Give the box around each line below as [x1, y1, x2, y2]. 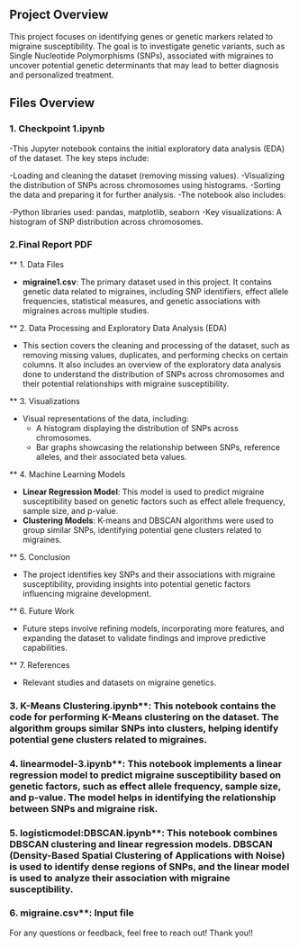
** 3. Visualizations [9, 395, 81, 406]
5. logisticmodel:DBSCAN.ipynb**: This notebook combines [9, 826, 278, 839]
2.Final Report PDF [9, 239, 93, 251]
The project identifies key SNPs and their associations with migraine [22, 569, 276, 580]
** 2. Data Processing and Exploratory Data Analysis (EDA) [9, 322, 228, 333]
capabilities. [22, 642, 68, 653]
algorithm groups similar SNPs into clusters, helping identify [9, 722, 279, 735]
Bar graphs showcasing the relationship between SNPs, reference [35, 441, 281, 453]
